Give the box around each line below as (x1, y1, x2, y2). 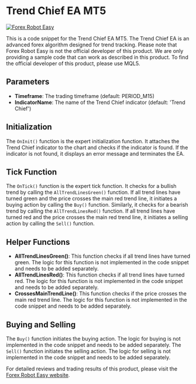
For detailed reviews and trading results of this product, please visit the (6, 365, 177, 372)
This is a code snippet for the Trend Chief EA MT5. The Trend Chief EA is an (6, 35, 190, 42)
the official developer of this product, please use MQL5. (6, 60, 140, 67)
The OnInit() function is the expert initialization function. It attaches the (6, 137, 180, 144)
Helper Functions (6, 237, 70, 247)
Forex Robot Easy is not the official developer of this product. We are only (6, 47, 184, 54)
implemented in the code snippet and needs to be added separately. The (6, 342, 181, 348)
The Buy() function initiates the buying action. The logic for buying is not (6, 335, 181, 342)
